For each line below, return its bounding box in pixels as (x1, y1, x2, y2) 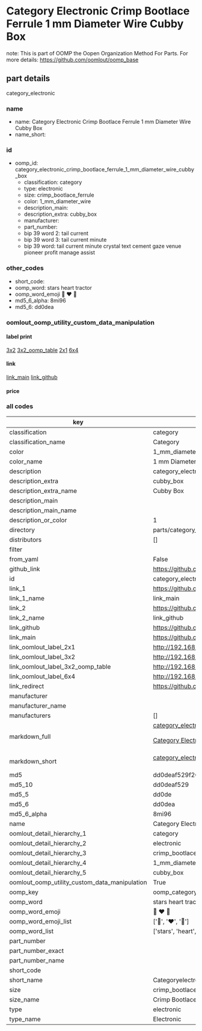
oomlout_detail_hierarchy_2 (9, 839, 87, 847)
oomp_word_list (9, 927, 54, 935)
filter (9, 545, 23, 554)
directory (9, 525, 35, 534)
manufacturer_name (9, 702, 67, 710)
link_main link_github (6, 373, 58, 381)
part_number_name (9, 956, 64, 964)
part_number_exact (9, 946, 64, 955)
